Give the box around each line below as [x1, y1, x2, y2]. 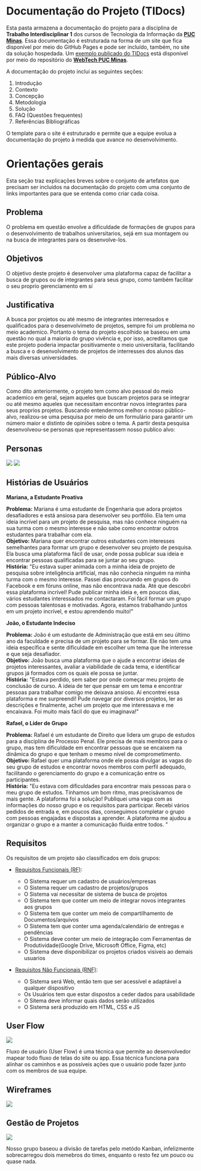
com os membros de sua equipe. [6, 1067, 88, 1075]
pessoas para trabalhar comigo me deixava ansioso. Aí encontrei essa [6, 689, 180, 696]
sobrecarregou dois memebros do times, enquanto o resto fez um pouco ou [6, 1152, 194, 1158]
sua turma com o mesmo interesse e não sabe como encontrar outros [6, 524, 179, 531]
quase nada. [6, 1158, 37, 1165]
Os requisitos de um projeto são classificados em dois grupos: [6, 854, 161, 861]
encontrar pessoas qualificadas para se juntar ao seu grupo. [6, 556, 155, 564]
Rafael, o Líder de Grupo [6, 719, 68, 726]
